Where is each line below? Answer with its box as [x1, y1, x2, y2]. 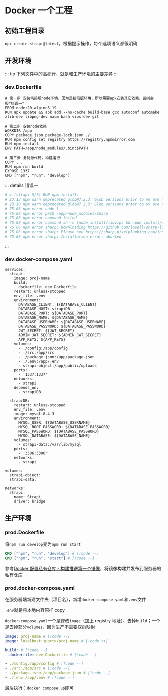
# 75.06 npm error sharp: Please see [5, 230, 84, 235]
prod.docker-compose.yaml [5, 584, 75, 591]
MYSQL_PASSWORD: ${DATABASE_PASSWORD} [18, 429, 99, 434]
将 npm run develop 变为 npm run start [5, 541, 81, 547]
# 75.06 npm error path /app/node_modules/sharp [5, 211, 108, 216]
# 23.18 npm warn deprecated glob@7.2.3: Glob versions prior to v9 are [5, 201, 160, 207]
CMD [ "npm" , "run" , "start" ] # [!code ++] [5, 556, 95, 561]
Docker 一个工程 [5, 5, 73, 16]
